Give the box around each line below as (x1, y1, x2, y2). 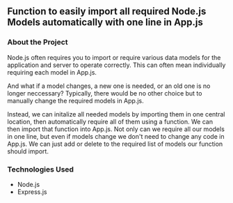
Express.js (17, 188, 47, 196)
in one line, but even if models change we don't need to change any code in (7, 132, 225, 140)
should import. (7, 146, 49, 156)
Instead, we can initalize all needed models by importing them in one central (7, 110, 225, 118)
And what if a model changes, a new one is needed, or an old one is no (7, 82, 211, 90)
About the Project (7, 38, 68, 47)
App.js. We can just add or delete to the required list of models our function (7, 140, 223, 148)
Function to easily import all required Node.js (7, 6, 207, 17)
